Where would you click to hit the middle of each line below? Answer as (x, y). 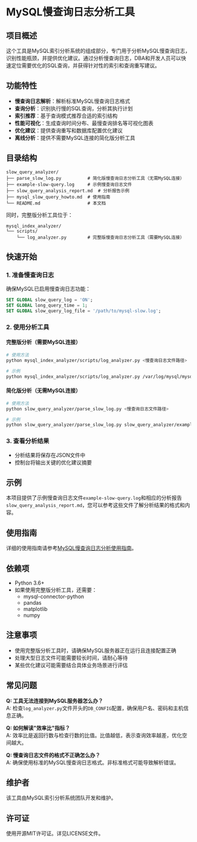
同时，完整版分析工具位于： (40, 214)
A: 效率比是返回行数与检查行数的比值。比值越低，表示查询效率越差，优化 (94, 735)
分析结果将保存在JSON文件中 (50, 455)
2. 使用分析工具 (28, 327)
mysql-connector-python (54, 596)
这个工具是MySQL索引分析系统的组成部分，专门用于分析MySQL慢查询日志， (98, 51)
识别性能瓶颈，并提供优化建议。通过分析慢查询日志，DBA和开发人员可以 (94, 58)
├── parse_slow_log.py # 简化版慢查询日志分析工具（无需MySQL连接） (95, 178)
